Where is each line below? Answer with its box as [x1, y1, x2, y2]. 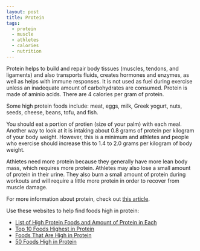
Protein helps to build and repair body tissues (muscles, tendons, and [6, 65, 179, 72]
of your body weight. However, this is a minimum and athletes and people [6, 133, 189, 140]
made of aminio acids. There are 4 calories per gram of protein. [6, 90, 164, 97]
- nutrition [11, 48, 42, 54]
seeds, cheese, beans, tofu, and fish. [6, 108, 98, 116]
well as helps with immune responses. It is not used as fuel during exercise [6, 77, 193, 85]
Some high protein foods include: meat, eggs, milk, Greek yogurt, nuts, [6, 102, 182, 109]
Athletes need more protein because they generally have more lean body [6, 158, 188, 165]
